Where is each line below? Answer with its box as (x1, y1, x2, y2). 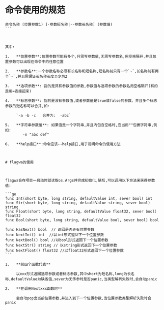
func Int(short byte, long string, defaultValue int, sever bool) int (5, 196, 153, 201)
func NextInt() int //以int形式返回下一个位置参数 (5, 232, 104, 237)
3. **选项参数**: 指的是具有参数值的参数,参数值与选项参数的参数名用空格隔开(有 (5, 83, 155, 89)
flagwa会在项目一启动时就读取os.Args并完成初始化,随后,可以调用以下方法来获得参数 (5, 178, 155, 183)
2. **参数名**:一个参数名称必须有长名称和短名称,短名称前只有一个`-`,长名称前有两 (5, 68, 159, 74)
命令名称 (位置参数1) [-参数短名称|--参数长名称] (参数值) (5, 22, 113, 27)
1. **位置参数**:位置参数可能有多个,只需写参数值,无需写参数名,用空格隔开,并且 (5, 54, 153, 59)
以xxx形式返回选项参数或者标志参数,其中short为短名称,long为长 (16, 271, 131, 276)
